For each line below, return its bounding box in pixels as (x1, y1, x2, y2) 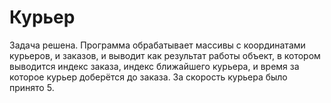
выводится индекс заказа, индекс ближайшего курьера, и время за (9, 60, 300, 72)
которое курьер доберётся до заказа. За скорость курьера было (9, 71, 288, 83)
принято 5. (9, 81, 55, 93)
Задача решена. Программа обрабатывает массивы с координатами (9, 39, 306, 51)
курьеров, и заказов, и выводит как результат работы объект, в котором (9, 49, 321, 61)
